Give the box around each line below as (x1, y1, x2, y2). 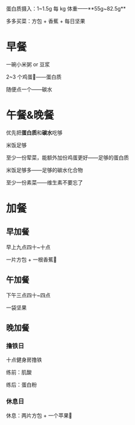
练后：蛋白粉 (6, 381, 37, 389)
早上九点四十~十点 (6, 243, 51, 251)
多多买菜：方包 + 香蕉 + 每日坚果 (6, 18, 86, 25)
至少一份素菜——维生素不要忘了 (6, 178, 83, 186)
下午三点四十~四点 (6, 291, 51, 298)
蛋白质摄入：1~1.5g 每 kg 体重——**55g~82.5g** (6, 5, 126, 12)
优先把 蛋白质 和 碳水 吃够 (6, 129, 63, 136)
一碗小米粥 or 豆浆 (6, 60, 50, 68)
